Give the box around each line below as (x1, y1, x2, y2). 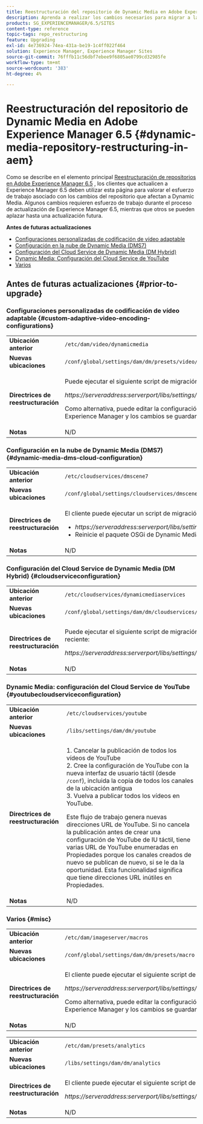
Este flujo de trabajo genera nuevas (66, 812, 167, 821)
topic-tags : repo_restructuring (6, 31, 88, 38)
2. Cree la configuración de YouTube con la (66, 761, 189, 769)
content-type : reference (6, 25, 69, 32)
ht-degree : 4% (6, 71, 42, 77)
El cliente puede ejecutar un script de (64, 509, 171, 518)
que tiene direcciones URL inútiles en (66, 873, 172, 881)
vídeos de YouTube (66, 754, 121, 762)
